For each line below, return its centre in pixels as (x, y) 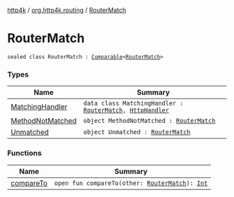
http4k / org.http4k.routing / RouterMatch (67, 10)
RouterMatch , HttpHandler (126, 110)
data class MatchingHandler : (133, 103)
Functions (24, 153)
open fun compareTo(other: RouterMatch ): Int (131, 183)
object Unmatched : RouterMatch (137, 132)
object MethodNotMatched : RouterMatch (149, 121)
